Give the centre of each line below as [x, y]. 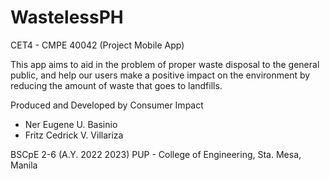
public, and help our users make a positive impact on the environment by [160, 75]
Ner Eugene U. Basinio [71, 124]
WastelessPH [67, 17]
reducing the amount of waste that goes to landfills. [116, 85]
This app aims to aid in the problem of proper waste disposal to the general [165, 64]
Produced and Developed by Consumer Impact [107, 105]
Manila [24, 165]
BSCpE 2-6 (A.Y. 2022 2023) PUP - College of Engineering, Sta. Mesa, [156, 154]
